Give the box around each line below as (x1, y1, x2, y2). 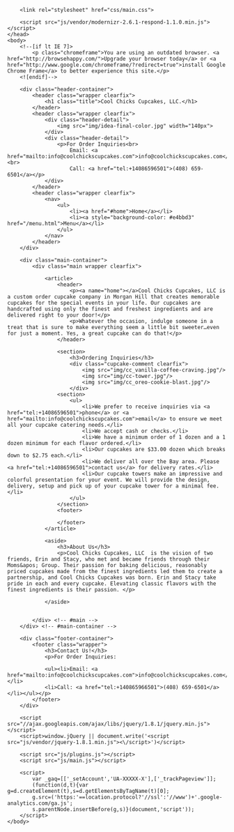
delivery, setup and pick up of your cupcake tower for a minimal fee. (7, 483, 219, 490)
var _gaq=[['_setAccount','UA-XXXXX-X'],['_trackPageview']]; (32, 776, 217, 782)
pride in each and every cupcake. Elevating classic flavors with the (7, 580, 217, 587)
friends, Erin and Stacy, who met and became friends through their (7, 556, 210, 563)
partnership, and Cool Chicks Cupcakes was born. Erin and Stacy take (7, 574, 217, 581)
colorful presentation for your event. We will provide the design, (7, 476, 210, 483)
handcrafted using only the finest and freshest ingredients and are (7, 305, 214, 312)
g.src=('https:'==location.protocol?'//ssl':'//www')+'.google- (32, 794, 223, 801)
